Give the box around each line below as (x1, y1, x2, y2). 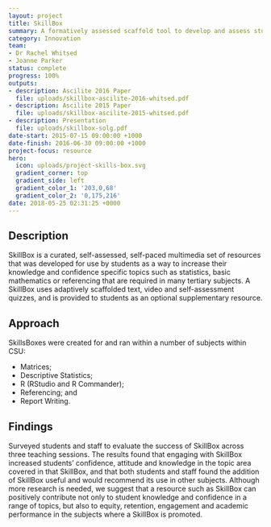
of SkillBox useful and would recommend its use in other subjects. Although (8, 475, 260, 484)
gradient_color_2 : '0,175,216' (15, 191, 121, 200)
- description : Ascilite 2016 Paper (8, 86, 131, 95)
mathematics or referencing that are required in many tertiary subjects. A (8, 276, 251, 286)
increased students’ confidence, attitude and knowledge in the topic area (8, 458, 252, 467)
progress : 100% (8, 72, 60, 80)
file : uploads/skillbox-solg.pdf (15, 124, 128, 132)
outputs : (8, 79, 38, 87)
